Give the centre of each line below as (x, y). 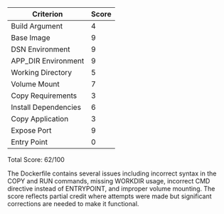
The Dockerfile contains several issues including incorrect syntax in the (112, 173)
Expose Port (31, 130)
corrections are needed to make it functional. (73, 204)
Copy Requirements (44, 96)
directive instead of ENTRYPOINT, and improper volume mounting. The (111, 189)
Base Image (31, 37)
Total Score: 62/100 (36, 159)
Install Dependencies (46, 107)
